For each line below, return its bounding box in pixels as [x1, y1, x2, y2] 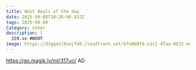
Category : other [6, 24, 45, 31]
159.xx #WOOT [11, 36, 43, 41]
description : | [6, 30, 43, 36]
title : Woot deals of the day [6, 8, 80, 15]
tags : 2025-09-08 [6, 19, 48, 25]
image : [6, 41, 22, 47]
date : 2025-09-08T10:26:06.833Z [6, 14, 85, 20]
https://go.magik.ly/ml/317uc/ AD [6, 57, 85, 64]
